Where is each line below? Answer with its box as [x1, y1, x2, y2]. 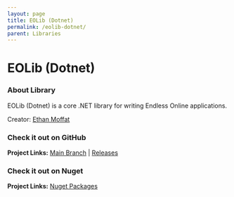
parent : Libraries [7, 30, 61, 37]
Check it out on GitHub [7, 132, 86, 142]
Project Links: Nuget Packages [7, 182, 98, 191]
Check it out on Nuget [7, 166, 84, 176]
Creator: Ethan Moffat [7, 115, 70, 123]
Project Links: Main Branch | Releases [7, 148, 118, 157]
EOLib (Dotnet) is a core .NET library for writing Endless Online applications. [7, 101, 227, 110]
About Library [7, 85, 56, 95]
